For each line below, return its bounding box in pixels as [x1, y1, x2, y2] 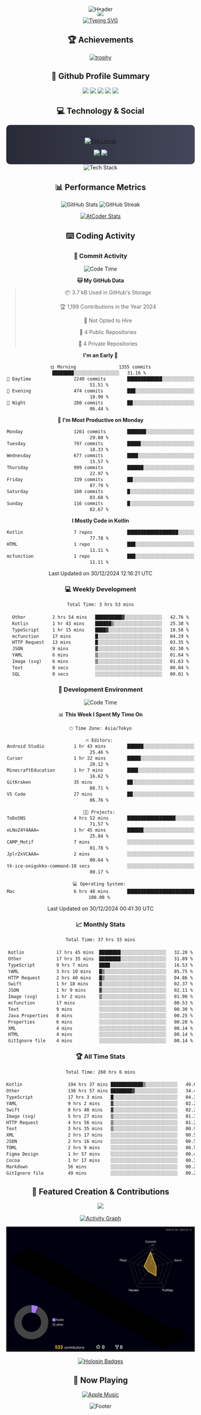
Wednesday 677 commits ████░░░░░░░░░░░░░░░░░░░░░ [7, 453, 194, 458]
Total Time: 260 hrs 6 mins [65, 1069, 136, 1075]
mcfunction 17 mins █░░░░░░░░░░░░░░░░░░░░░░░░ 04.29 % [11, 633, 190, 639]
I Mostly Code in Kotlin [71, 517, 130, 524]
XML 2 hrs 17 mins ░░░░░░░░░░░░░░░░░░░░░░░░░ [6, 1132, 178, 1138]
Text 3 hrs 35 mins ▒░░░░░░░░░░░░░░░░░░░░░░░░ [6, 1126, 178, 1132]
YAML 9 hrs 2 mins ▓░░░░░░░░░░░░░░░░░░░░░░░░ [6, 1100, 178, 1107]
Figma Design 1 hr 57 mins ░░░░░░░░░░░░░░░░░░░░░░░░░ [6, 1151, 178, 1157]
